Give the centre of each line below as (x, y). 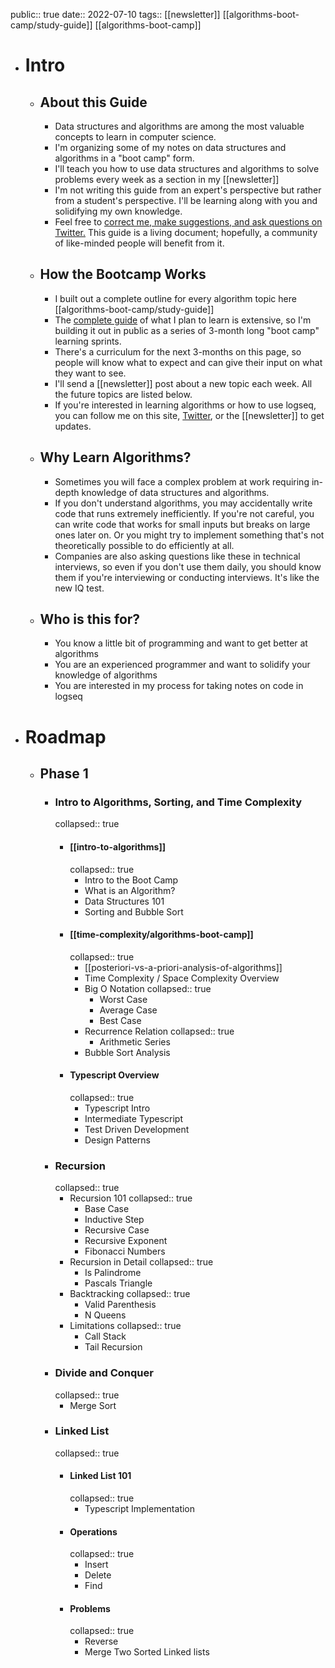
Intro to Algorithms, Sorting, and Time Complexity (178, 802)
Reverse (101, 1641)
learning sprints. (88, 341)
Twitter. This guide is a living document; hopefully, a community (186, 232)
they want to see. (90, 373)
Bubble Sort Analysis (127, 1052)
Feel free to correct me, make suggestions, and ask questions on (188, 222)
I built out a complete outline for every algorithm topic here (175, 298)
